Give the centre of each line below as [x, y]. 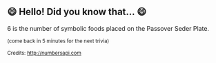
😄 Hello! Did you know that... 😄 [77, 12]
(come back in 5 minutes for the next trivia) [58, 41]
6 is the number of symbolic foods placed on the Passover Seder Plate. [108, 28]
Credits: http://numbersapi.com [44, 53]
